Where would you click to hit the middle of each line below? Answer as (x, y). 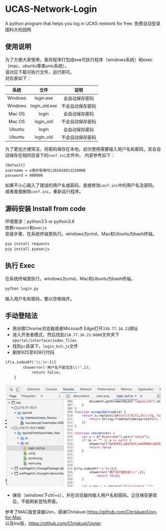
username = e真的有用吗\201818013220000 (45, 171)
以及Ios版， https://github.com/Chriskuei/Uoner (53, 524)
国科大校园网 (18, 29)
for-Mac (13, 518)
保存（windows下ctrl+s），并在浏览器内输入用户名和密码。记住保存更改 (84, 495)
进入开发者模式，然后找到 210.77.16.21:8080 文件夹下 (66, 335)
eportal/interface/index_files (44, 341)
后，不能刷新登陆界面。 (36, 501)
